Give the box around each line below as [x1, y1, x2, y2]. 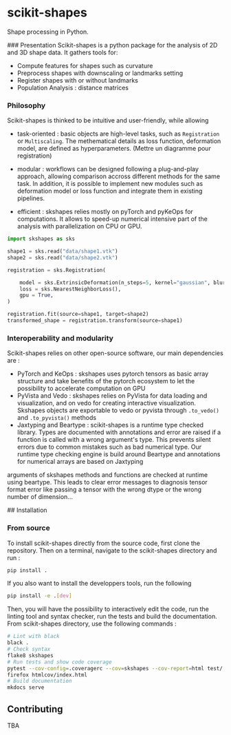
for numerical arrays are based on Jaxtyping [16, 458, 144, 466]
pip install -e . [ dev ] [7, 593, 72, 599]
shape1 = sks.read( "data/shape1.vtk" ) [7, 248, 118, 255]
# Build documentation [7, 678, 72, 685]
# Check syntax [7, 646, 51, 653]
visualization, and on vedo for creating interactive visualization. [16, 399, 196, 407]
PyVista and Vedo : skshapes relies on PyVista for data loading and [16, 392, 208, 400]
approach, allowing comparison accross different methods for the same [16, 172, 221, 180]
